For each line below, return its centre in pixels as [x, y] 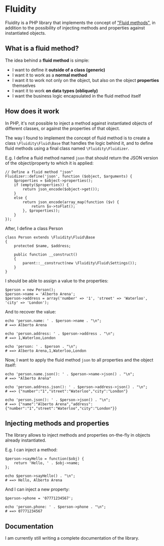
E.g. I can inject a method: [31, 450]
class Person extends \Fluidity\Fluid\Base [50, 237]
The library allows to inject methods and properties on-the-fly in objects [78, 435]
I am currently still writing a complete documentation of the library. [72, 538]
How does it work [32, 111]
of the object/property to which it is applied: [49, 163]
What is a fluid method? [42, 48]
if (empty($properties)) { [41, 185]
